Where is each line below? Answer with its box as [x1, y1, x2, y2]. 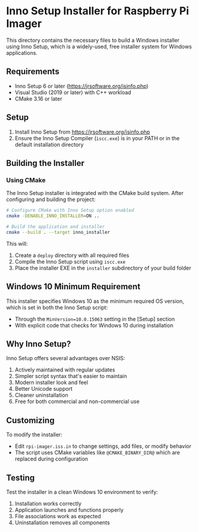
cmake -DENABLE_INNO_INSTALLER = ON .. [6, 213, 100, 219]
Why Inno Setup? [6, 339, 71, 349]
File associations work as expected [14, 513, 101, 519]
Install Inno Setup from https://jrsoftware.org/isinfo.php [14, 128, 150, 135]
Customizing [6, 415, 55, 425]
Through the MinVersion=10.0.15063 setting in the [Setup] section [14, 315, 175, 323]
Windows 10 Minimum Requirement [6, 282, 141, 292]
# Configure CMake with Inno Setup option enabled [6, 208, 134, 214]
